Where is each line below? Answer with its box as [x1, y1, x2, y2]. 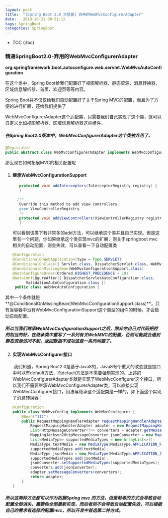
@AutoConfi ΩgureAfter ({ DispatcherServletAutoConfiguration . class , [12, 275, 156, 280]
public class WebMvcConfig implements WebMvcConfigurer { [12, 409, 135, 414]
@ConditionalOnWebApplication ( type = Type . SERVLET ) [12, 257, 122, 262]
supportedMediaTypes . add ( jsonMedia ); [30, 456, 108, 461]
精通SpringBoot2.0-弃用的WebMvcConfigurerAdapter [5, 53, 138, 60]
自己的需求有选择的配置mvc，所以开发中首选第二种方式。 [5, 508, 123, 514]
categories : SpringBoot [5, 26, 55, 31]
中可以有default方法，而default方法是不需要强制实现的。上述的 [12, 370, 142, 376]
